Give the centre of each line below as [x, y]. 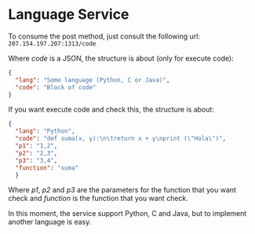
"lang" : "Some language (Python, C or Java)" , [93, 80]
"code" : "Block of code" [56, 87]
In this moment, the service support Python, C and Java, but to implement [127, 214]
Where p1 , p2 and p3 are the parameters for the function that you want [122, 190]
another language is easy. [50, 222]
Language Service [69, 15]
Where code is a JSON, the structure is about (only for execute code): [121, 58]
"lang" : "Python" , [46, 131]
